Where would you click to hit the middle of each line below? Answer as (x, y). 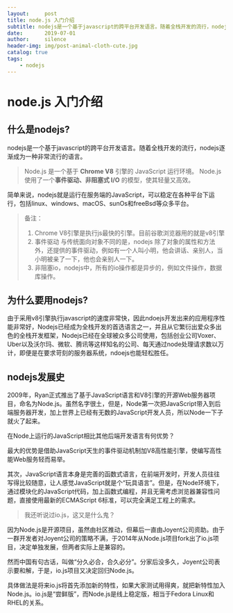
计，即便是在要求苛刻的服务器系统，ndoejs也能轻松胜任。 (90, 353)
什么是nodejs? (38, 130)
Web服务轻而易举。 (41, 459)
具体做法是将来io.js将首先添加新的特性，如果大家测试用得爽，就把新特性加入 (116, 585)
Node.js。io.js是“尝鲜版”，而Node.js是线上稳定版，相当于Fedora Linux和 (111, 594)
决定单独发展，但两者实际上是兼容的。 (74, 547)
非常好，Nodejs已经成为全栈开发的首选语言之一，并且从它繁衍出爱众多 (114, 327)
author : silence (37, 40)
